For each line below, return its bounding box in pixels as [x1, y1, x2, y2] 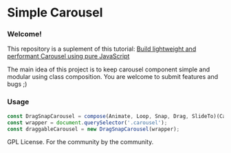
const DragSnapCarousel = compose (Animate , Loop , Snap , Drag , [7, 113, 189, 119]
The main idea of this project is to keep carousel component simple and [7, 65, 210, 73]
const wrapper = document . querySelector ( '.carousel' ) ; [7, 119, 168, 126]
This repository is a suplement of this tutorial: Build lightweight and [7, 45, 197, 53]
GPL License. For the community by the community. [7, 138, 154, 146]
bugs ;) [7, 80, 27, 89]
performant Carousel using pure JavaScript [7, 52, 130, 60]
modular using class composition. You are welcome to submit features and [7, 73, 219, 81]
